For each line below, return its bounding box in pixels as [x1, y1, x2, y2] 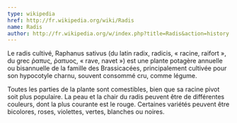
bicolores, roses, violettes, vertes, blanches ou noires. [7, 108, 165, 116]
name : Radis [7, 23, 42, 30]
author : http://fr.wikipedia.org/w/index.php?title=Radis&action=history [7, 30, 230, 37]
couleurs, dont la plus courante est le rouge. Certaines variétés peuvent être [7, 100, 230, 109]
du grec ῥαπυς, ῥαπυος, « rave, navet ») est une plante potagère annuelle [7, 57, 223, 65]
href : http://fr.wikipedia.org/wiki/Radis [7, 17, 134, 24]
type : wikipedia [7, 10, 55, 18]
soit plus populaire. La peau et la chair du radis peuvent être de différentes [7, 93, 225, 101]
